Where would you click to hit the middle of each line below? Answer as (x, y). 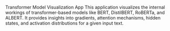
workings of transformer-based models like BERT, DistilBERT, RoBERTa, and (85, 12)
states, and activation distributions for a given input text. (65, 23)
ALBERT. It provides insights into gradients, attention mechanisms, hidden (83, 18)
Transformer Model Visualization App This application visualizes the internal (85, 7)
